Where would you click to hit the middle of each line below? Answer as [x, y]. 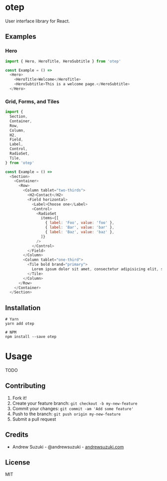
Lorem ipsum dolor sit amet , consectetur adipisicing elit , [95, 269]
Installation [23, 308]
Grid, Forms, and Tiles [32, 101]
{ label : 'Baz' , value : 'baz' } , [80, 232]
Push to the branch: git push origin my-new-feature [66, 414]
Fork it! [20, 398]
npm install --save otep [31, 337]
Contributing [25, 386]
